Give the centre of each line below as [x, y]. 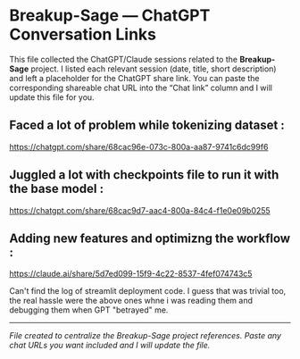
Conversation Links [83, 34]
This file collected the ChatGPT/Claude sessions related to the [124, 59]
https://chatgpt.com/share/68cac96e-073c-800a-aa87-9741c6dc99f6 [139, 146]
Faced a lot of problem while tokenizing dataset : [147, 125]
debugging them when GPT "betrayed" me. [89, 310]
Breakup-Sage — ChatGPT [110, 16]
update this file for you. [52, 97]
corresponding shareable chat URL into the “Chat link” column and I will [141, 88]
